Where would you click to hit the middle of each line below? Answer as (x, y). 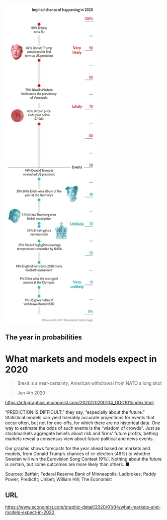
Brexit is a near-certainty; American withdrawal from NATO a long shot (89, 383)
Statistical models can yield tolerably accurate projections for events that (80, 418)
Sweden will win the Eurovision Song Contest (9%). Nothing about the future (83, 459)
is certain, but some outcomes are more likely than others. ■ (67, 464)
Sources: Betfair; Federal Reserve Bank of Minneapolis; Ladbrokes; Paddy (81, 474)
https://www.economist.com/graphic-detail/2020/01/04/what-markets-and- (83, 507)
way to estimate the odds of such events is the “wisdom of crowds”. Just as (83, 428)
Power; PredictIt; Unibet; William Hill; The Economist (59, 479)
